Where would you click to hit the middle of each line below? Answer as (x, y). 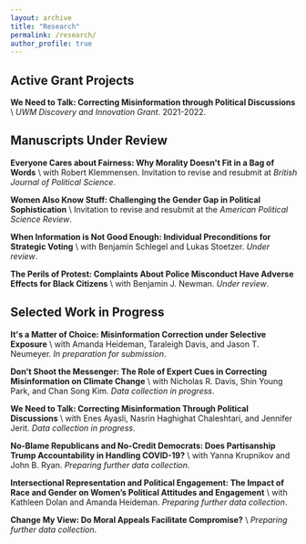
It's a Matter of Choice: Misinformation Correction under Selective (138, 334)
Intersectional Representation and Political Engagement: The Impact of (148, 482)
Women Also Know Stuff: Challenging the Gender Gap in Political (136, 199)
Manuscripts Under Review (89, 141)
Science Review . (41, 219)
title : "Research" (45, 26)
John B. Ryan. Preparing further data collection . (100, 465)
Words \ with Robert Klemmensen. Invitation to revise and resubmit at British (154, 172)
